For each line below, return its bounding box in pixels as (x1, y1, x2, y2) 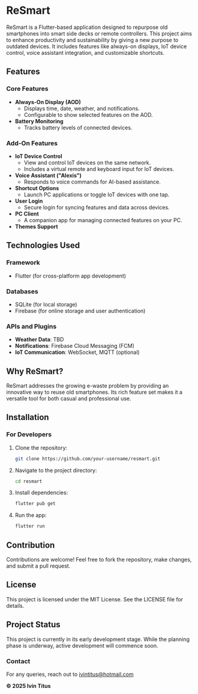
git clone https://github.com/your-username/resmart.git (14, 456, 161, 462)
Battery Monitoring (14, 117, 64, 125)
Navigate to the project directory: (14, 466, 97, 474)
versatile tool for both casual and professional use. (6, 395, 131, 402)
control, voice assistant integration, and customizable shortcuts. (6, 49, 165, 56)
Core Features (6, 85, 49, 93)
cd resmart (14, 478, 43, 485)
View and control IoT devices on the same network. (23, 159, 151, 166)
